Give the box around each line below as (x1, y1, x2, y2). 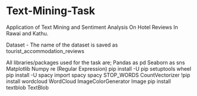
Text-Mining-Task (6, 4, 95, 18)
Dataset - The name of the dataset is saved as (6, 41, 118, 48)
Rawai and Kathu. (6, 29, 49, 37)
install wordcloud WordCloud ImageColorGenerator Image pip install (6, 78, 171, 85)
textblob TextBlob (6, 84, 49, 91)
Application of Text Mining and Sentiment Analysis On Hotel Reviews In (6, 24, 178, 31)
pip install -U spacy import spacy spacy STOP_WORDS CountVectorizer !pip (6, 71, 191, 78)
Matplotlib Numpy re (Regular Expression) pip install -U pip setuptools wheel (6, 65, 192, 72)
